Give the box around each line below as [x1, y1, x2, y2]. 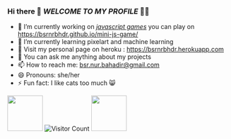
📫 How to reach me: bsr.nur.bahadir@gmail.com [17, 60, 160, 69]
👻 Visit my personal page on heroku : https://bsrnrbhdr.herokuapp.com [17, 45, 225, 54]
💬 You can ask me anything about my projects [17, 52, 152, 61]
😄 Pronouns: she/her [17, 71, 80, 79]
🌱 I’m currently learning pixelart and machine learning [17, 38, 174, 46]
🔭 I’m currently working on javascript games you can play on [17, 23, 195, 31]
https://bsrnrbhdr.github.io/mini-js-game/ [17, 30, 138, 38]
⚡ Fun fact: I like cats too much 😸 [17, 79, 116, 87]
